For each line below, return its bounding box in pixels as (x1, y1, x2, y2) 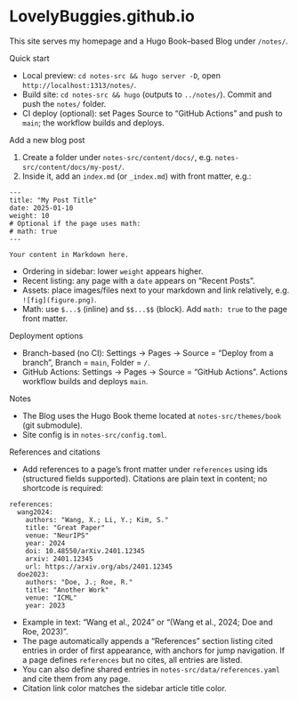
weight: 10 (9, 211, 50, 220)
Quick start (9, 52, 50, 63)
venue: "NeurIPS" (25, 531, 90, 540)
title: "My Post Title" (9, 196, 98, 205)
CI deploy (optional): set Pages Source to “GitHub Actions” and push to (21, 108, 283, 118)
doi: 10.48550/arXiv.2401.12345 (25, 546, 145, 555)
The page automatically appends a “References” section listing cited (21, 635, 274, 646)
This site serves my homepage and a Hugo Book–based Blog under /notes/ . (9, 36, 289, 46)
